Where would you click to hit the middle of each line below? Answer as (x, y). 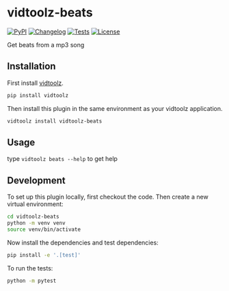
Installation (31, 66)
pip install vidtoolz (38, 95)
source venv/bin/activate (44, 229)
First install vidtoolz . (35, 83)
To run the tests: (30, 268)
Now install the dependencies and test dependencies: (83, 242)
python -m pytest (32, 281)
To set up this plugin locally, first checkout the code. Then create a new (108, 197)
